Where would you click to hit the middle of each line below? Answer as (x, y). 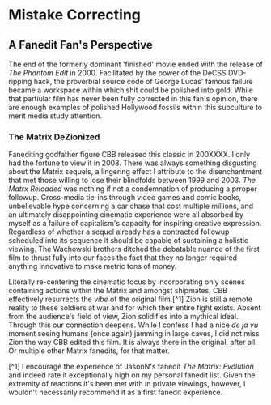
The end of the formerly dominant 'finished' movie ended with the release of (136, 64)
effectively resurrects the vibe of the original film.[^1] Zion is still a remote (131, 299)
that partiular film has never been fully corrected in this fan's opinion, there (133, 98)
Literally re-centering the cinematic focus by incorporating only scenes (127, 282)
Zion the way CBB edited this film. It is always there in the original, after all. (133, 343)
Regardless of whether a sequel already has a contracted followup (119, 232)
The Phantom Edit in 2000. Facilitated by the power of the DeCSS (117, 73)
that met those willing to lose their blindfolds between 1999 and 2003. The (132, 181)
